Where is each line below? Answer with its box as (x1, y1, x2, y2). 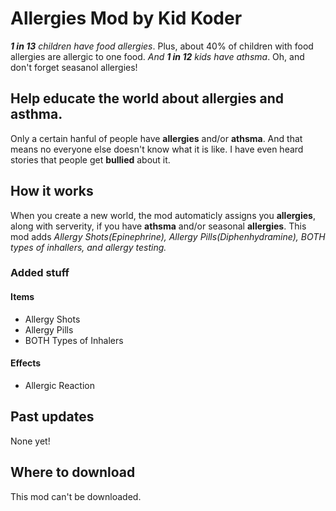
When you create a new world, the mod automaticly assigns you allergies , (10, 209, 316, 221)
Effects (10, 357, 42, 369)
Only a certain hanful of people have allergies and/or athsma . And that (10, 132, 303, 144)
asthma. (10, 106, 63, 123)
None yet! (10, 435, 51, 447)
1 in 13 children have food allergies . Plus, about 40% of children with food (10, 40, 314, 52)
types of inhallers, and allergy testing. (10, 241, 167, 253)
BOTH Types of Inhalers (24, 334, 124, 346)
